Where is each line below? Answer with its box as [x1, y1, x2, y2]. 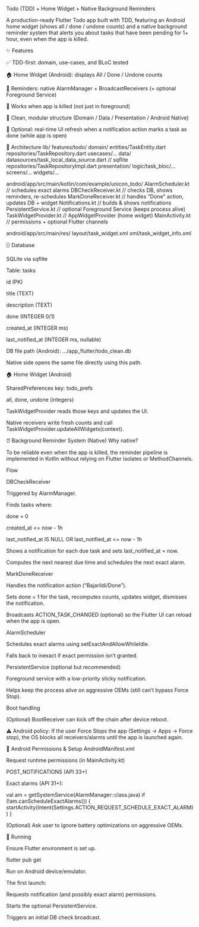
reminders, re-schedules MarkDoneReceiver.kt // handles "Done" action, [6, 193, 184, 200]
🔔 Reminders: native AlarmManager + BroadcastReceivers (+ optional [6, 85, 176, 92]
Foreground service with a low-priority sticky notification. [6, 675, 147, 682]
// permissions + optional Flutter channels [6, 218, 109, 225]
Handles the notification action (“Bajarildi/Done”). [6, 582, 127, 589]
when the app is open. [6, 617, 61, 625]
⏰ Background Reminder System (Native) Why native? [6, 437, 138, 444]
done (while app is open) [6, 132, 67, 139]
